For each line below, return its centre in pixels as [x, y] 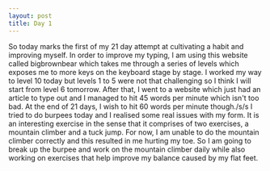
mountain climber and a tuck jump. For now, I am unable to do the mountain [134, 132]
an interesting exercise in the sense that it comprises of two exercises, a [129, 123]
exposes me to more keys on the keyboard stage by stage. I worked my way [135, 72]
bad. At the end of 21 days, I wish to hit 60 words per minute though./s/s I [131, 106]
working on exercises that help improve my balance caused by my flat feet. [133, 157]
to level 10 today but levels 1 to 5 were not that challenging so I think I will [130, 81]
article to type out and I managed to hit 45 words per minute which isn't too [134, 98]
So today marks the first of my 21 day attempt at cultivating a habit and [126, 46]
